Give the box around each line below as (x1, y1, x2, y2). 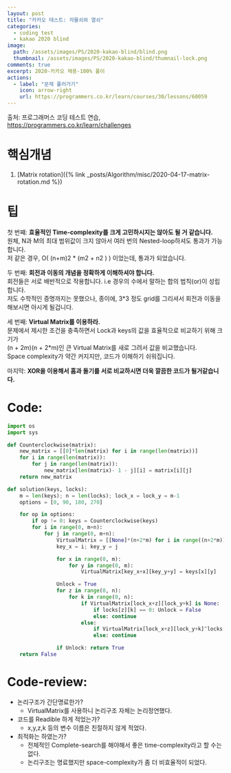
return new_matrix (19, 473, 72, 480)
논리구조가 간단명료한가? (16, 697, 84, 706)
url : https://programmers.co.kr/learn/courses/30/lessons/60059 (19, 94, 208, 101)
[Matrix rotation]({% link (16, 170, 86, 178)
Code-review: (7, 674, 88, 690)
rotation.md (16, 177, 50, 186)
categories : (7, 23, 41, 30)
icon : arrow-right (19, 87, 72, 94)
